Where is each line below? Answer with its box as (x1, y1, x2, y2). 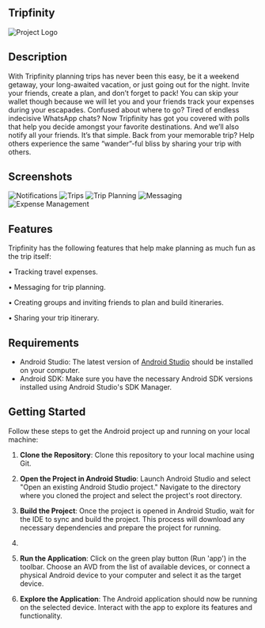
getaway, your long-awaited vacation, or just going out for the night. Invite (8, 79, 250, 89)
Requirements (8, 336, 79, 349)
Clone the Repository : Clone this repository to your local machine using (19, 450, 255, 459)
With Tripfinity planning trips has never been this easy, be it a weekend (8, 71, 240, 81)
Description (8, 51, 67, 64)
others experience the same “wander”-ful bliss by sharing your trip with (8, 139, 242, 148)
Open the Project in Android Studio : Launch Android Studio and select (19, 474, 251, 483)
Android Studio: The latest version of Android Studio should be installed (19, 357, 253, 367)
